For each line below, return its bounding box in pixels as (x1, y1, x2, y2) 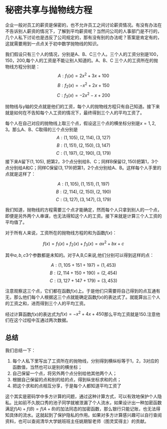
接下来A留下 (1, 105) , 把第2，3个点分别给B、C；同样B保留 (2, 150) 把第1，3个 (5, 159, 159, 165)
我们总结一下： (5, 347, 36, 353)
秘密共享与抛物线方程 (5, 4, 93, 16)
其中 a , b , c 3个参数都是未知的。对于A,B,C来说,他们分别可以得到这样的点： (5, 252, 155, 258)
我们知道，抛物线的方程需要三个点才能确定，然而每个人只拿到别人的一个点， (5, 207, 162, 213)
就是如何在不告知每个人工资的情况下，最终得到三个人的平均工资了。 (5, 110, 145, 116)
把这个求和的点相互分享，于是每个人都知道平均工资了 (12, 383, 122, 389)
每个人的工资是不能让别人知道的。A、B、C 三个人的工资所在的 (25, 57, 154, 63)
